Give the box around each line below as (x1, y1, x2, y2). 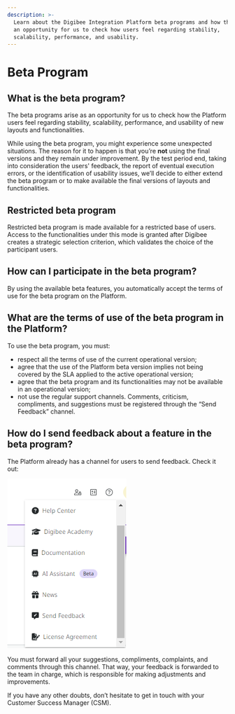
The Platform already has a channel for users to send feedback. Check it (7, 457, 217, 465)
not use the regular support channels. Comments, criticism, (17, 392, 189, 401)
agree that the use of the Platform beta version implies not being (17, 362, 204, 371)
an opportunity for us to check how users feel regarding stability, (13, 26, 220, 33)
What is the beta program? (7, 92, 126, 104)
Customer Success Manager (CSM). (7, 698, 112, 707)
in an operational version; (17, 385, 91, 393)
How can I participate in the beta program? (7, 266, 197, 277)
